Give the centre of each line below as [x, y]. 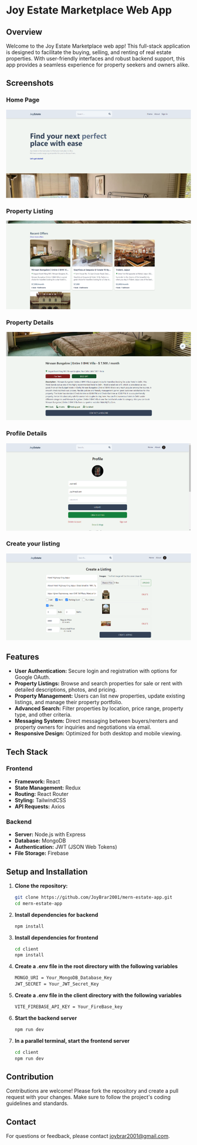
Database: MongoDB [40, 841]
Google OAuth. [33, 677]
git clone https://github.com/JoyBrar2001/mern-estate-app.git [94, 897]
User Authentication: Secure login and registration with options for [96, 671]
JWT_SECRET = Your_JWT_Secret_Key [57, 984]
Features [23, 657]
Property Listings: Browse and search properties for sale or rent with [98, 684]
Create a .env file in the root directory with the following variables [96, 966]
